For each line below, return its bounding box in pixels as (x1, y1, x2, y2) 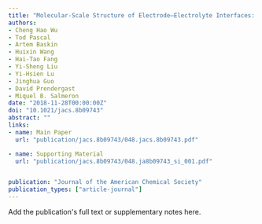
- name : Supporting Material (8, 150, 104, 158)
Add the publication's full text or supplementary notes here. (8, 207, 201, 216)
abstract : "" (8, 114, 51, 122)
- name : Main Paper (8, 128, 72, 136)
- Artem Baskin (8, 41, 58, 49)
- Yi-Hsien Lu (8, 70, 55, 78)
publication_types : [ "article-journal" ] (8, 185, 143, 193)
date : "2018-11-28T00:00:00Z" (8, 99, 108, 107)
